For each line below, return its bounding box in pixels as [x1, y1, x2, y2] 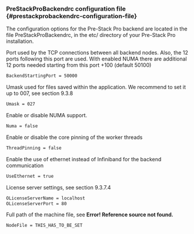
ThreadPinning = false [6, 145, 62, 151]
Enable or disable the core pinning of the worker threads [6, 134, 143, 141]
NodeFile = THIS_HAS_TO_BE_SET [6, 222, 83, 229]
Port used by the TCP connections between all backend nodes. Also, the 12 [6, 49, 188, 56]
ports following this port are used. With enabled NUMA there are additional [6, 55, 187, 63]
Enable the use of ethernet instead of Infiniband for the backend [6, 155, 162, 162]
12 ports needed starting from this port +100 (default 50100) [6, 62, 152, 69]
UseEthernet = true [6, 173, 54, 179]
